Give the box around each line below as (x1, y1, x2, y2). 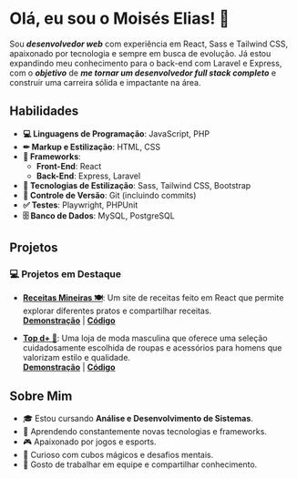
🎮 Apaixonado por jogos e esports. (22, 436, 157, 447)
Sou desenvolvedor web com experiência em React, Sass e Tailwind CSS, (9, 38, 289, 49)
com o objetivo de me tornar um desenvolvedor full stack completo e (9, 67, 276, 78)
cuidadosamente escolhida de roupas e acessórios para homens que (22, 342, 282, 353)
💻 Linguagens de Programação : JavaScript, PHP (22, 127, 210, 139)
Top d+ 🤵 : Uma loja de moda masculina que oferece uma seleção (22, 332, 268, 344)
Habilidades (9, 104, 79, 119)
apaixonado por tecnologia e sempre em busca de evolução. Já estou (9, 47, 271, 58)
